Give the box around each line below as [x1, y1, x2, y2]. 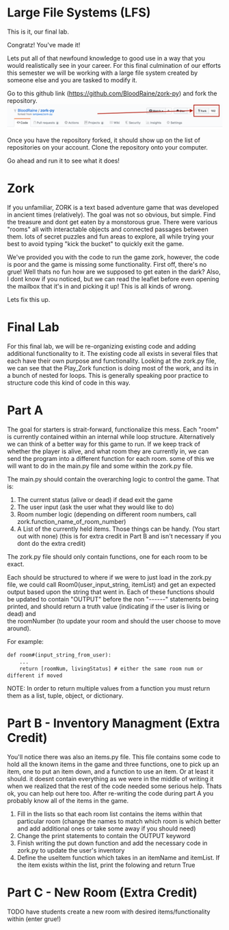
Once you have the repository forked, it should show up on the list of [7, 136, 200, 145]
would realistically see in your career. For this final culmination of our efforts [7, 61, 221, 69]
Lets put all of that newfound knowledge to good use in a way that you [7, 53, 206, 62]
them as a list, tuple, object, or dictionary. [7, 691, 124, 700]
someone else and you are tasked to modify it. [7, 75, 138, 84]
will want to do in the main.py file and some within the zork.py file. [7, 462, 193, 470]
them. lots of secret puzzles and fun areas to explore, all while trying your [7, 232, 215, 241]
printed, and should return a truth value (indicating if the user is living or [7, 602, 210, 610]
